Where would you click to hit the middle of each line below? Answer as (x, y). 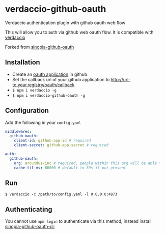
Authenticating (29, 209)
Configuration (27, 111)
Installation (23, 62)
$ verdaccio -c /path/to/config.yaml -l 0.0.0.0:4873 (61, 194)
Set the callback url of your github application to (61, 79)
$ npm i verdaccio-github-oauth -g (49, 95)
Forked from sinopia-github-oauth (40, 47)
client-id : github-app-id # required (53, 141)
